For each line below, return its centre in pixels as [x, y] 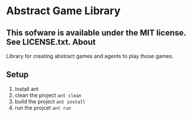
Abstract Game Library [63, 11]
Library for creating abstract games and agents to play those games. [90, 56]
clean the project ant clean [48, 95]
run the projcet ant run [43, 108]
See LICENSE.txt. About [51, 42]
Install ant [27, 89]
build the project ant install [50, 101]
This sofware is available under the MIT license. [96, 33]
